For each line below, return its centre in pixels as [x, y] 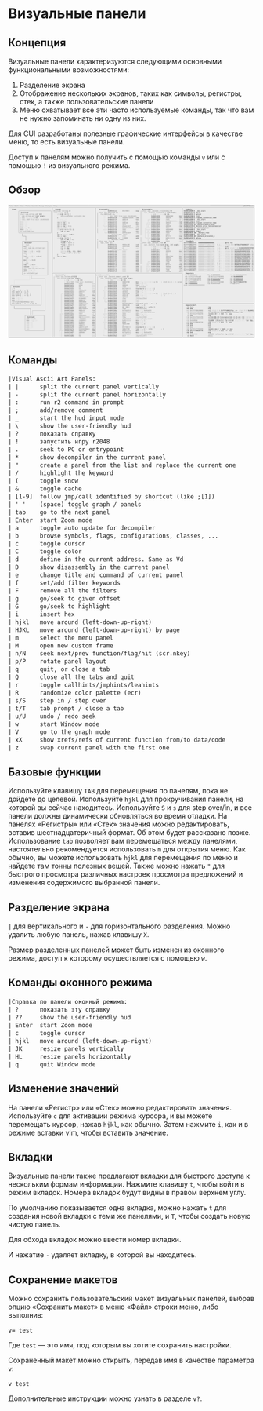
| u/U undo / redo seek [52, 716]
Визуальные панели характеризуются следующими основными [115, 61]
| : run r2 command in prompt [66, 403]
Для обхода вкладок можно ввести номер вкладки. [95, 1240]
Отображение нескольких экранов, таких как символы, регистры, [131, 93]
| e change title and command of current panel [96, 575]
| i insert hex [42, 614]
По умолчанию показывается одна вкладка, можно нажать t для [117, 1208]
